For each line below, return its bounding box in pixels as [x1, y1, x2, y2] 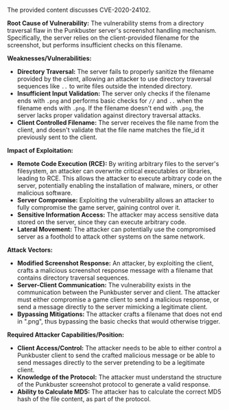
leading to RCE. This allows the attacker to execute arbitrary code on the [16, 174, 222, 182]
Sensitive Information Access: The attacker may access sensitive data [16, 210, 219, 219]
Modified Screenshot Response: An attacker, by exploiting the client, [16, 259, 214, 267]
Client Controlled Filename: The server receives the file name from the [16, 119, 219, 126]
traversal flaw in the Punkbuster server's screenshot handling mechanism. [7, 27, 217, 34]
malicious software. [16, 189, 73, 197]
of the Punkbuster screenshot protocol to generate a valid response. [16, 381, 210, 388]
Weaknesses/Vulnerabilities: [7, 54, 92, 62]
